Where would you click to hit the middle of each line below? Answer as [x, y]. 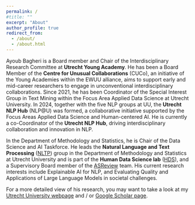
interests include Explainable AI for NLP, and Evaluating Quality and [87, 172]
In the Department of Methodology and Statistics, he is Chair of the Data [93, 141]
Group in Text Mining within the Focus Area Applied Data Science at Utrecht [97, 98]
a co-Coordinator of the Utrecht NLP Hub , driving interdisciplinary [86, 123]
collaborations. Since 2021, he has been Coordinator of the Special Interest [97, 92]
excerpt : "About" [27, 22]
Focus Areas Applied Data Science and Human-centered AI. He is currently [97, 117]
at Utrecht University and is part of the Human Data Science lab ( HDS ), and [97, 159]
